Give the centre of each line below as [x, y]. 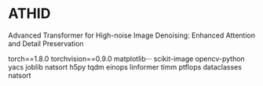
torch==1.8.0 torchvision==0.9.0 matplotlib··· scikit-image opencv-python [126, 59]
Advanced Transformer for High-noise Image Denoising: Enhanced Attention [131, 35]
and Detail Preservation [46, 43]
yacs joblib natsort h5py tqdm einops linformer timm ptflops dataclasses [125, 66]
